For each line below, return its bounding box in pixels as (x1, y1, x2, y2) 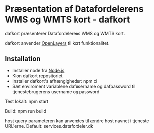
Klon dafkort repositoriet (12, 73, 63, 79)
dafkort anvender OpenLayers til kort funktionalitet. (5, 40, 110, 46)
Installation (5, 55, 41, 63)
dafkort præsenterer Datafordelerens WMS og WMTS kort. (5, 30, 125, 36)
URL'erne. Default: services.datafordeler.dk (5, 123, 93, 129)
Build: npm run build (5, 108, 46, 114)
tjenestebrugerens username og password (12, 88, 100, 95)
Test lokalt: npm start (5, 98, 49, 104)
